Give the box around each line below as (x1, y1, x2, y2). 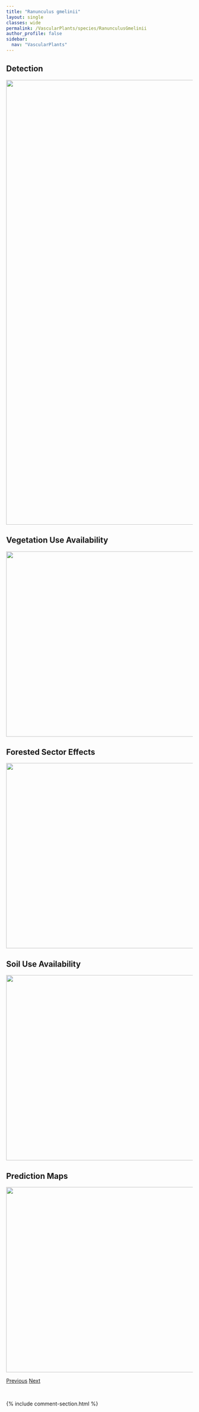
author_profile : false (6, 31, 62, 37)
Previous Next (6, 1377, 41, 1384)
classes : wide (6, 20, 41, 26)
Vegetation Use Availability (6, 535, 108, 546)
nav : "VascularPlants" (11, 42, 68, 48)
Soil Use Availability (6, 959, 81, 969)
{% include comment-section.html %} (6, 1400, 99, 1407)
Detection (6, 63, 43, 74)
